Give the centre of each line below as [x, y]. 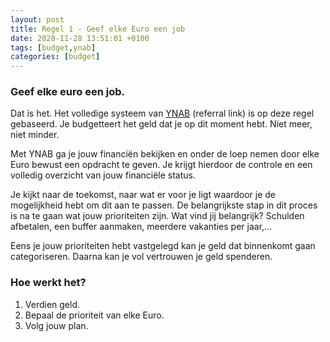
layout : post [37, 19]
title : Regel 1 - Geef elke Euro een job [98, 29]
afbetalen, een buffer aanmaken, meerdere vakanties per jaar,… [141, 227]
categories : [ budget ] [55, 57]
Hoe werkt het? [48, 283]
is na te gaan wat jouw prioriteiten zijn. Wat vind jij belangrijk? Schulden [157, 216]
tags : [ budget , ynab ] [53, 47]
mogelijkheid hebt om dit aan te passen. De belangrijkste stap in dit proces [164, 205]
